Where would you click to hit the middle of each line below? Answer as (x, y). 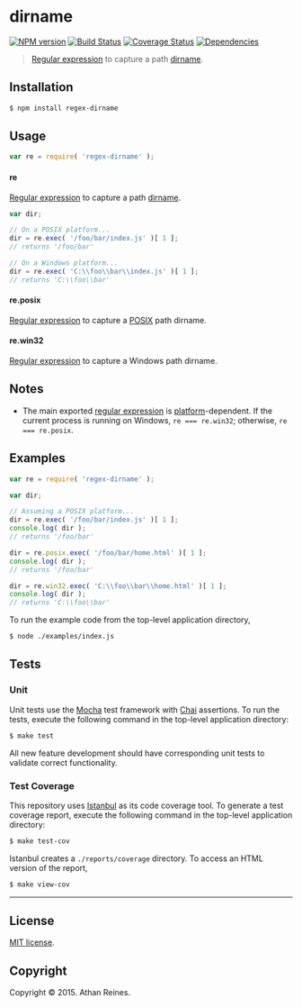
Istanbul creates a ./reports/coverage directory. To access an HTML (136, 858)
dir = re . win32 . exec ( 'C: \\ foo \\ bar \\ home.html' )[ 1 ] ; (118, 586)
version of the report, (49, 867)
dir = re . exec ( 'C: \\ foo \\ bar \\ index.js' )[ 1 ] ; (104, 271)
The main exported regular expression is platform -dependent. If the (147, 411)
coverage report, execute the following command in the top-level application (151, 815)
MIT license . (32, 942)
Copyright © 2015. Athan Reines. (70, 993)
